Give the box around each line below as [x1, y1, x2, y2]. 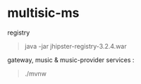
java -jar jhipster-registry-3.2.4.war [24, 42, 127, 50]
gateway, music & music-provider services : [7, 55, 135, 64]
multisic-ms [7, 5, 80, 21]
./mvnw [24, 69, 47, 78]
